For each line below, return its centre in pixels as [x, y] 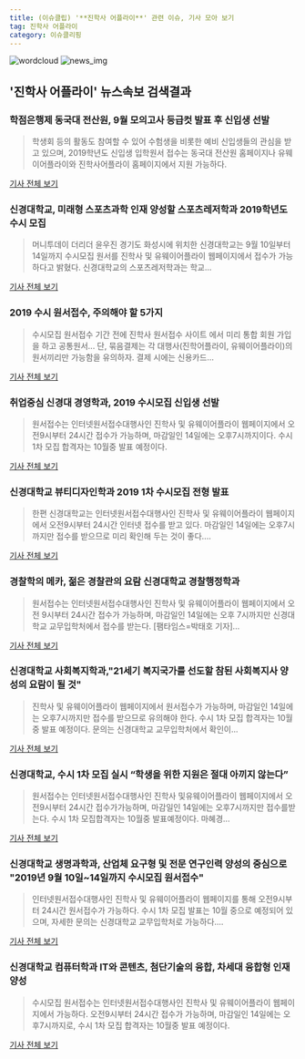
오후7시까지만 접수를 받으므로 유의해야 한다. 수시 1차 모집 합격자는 [158, 717]
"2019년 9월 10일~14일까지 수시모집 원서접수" [107, 878]
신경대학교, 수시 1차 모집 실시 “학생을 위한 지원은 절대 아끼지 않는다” [149, 774]
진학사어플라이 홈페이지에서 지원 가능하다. [153, 164]
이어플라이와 [54, 164]
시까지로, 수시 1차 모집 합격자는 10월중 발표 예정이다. [137, 1025]
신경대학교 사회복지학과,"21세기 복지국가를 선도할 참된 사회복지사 [144, 671]
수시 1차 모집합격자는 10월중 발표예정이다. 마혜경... [141, 819]
